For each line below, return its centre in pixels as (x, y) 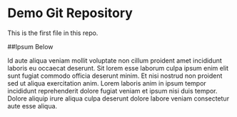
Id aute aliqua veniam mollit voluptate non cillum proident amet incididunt (115, 60)
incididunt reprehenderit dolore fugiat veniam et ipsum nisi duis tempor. (112, 91)
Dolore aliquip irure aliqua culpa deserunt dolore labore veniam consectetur (118, 98)
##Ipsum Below (30, 46)
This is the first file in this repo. (53, 33)
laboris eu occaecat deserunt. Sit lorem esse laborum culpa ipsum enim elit (118, 68)
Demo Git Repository (70, 13)
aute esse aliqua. (32, 106)
